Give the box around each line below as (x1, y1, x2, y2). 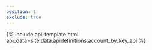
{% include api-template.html (6, 30, 79, 37)
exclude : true (6, 14, 42, 20)
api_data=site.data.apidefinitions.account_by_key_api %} (6, 37, 146, 44)
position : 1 (6, 8, 36, 15)
